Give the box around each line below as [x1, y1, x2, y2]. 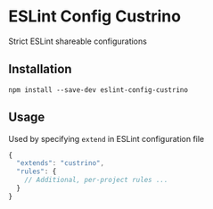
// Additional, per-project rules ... [24, 176, 168, 185]
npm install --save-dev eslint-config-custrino [8, 85, 189, 95]
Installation [8, 62, 72, 77]
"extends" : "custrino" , [16, 159, 104, 168]
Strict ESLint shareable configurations [8, 36, 148, 46]
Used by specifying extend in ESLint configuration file [8, 133, 205, 144]
